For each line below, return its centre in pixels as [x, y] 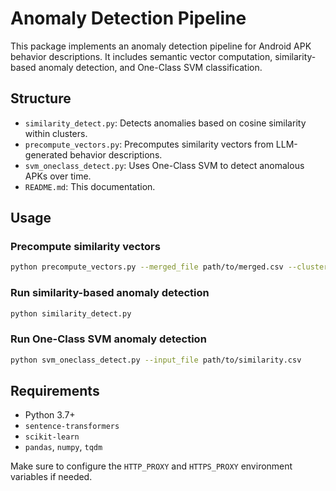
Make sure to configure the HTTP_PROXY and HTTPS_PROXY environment [151, 466]
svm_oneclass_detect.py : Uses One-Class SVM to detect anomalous [164, 165]
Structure [41, 98]
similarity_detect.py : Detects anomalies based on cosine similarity [165, 123]
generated [46, 154]
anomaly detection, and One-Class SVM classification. [150, 67]
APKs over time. [58, 176]
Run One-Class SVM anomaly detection [108, 339]
